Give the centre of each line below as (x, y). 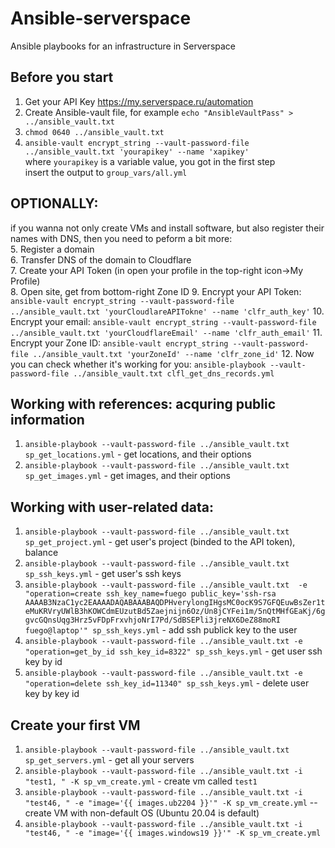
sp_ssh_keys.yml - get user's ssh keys (103, 574)
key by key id (52, 694)
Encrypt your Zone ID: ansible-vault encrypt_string (119, 343)
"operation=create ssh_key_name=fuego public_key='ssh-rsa (150, 594)
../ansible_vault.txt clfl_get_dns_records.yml (174, 373)
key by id (43, 662)
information (47, 419)
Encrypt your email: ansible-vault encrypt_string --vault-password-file (163, 321)
